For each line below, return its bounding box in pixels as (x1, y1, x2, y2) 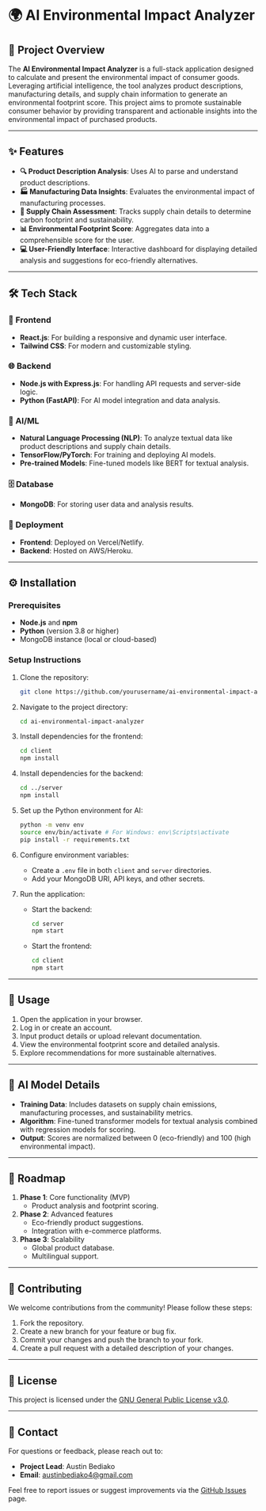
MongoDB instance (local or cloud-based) (19, 635, 157, 644)
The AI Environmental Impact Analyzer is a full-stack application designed (8, 64, 254, 74)
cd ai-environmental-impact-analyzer (19, 717, 145, 725)
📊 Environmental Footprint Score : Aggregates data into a (19, 223, 210, 233)
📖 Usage (8, 993, 50, 1007)
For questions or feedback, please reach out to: (8, 1446, 164, 1456)
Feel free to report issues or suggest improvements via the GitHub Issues (8, 1485, 247, 1494)
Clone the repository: (19, 672, 89, 681)
